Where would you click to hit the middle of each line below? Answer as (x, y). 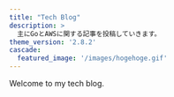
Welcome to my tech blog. (57, 83)
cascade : (25, 50)
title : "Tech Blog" (45, 17)
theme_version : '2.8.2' (53, 42)
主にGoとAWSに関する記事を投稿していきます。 (89, 34)
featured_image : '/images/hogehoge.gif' (92, 58)
